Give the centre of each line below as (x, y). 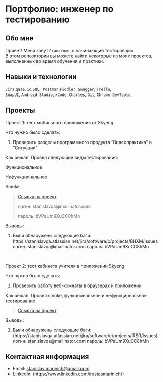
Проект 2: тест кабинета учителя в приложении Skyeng (65, 266)
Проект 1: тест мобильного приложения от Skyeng (59, 122)
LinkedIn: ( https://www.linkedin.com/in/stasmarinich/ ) (68, 374)
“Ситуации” (25, 148)
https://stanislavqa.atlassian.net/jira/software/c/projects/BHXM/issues (85, 241)
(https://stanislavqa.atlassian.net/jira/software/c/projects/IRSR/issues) (85, 335)
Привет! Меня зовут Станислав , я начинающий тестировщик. (70, 50)
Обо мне (19, 38)
